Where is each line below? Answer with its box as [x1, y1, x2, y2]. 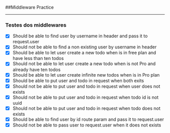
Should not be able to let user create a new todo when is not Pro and [12, 60, 156, 67]
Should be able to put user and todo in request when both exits [12, 78, 144, 84]
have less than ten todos [12, 55, 64, 61]
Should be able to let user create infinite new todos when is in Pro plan [12, 72, 160, 78]
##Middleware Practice [5, 5, 54, 10]
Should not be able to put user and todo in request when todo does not [12, 105, 161, 111]
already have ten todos [12, 66, 61, 73]
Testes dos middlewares [5, 21, 67, 28]
